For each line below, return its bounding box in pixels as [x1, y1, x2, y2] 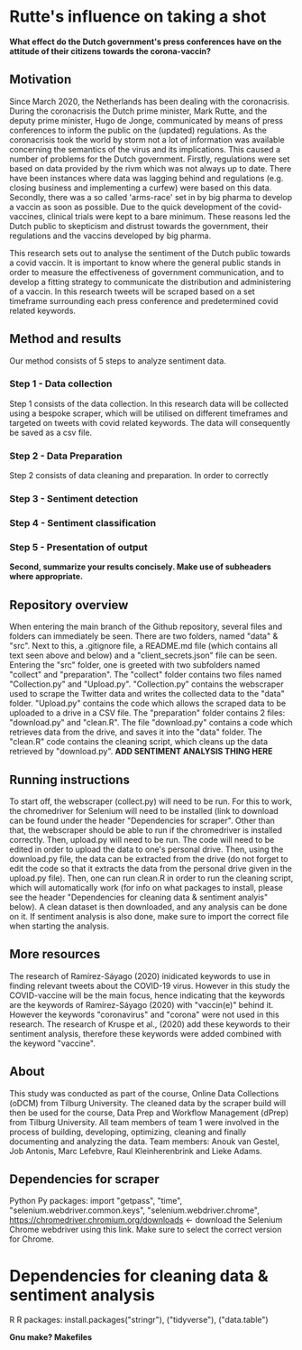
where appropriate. [9, 571, 84, 582]
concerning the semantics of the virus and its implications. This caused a [9, 143, 281, 154]
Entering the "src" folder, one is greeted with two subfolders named [9, 660, 261, 670]
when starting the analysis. [9, 920, 110, 931]
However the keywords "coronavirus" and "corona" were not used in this [9, 1009, 279, 1020]
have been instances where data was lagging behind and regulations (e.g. [9, 172, 284, 183]
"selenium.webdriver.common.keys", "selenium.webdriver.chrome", [9, 1205, 260, 1216]
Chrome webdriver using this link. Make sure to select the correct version [9, 1225, 282, 1235]
